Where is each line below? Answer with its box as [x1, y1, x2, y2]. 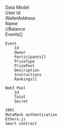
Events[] [5, 31, 23, 37]
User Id [5, 10, 21, 16]
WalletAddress [5, 15, 36, 21]
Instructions [14, 72, 42, 77]
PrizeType [14, 59, 35, 64]
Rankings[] [14, 77, 37, 82]
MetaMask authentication [5, 112, 57, 117]
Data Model [5, 5, 29, 10]
